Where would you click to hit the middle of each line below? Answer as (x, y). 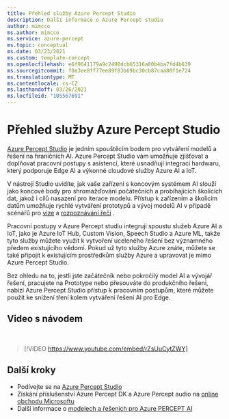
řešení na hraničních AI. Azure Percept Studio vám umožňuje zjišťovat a (108, 156)
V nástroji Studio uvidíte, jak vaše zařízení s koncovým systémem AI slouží (112, 184)
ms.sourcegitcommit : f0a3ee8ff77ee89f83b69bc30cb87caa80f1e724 (99, 70)
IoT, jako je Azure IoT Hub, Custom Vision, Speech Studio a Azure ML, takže (114, 233)
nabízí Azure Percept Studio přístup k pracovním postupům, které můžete (110, 290)
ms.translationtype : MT (41, 77)
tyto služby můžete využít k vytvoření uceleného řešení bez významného (110, 241)
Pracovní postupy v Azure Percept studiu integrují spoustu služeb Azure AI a (114, 226)
